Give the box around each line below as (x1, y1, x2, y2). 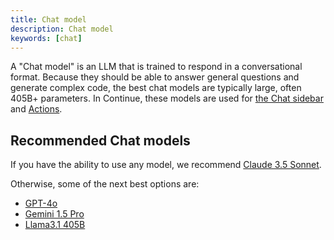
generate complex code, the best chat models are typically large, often (10, 82, 302, 94)
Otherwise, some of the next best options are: (10, 178, 200, 190)
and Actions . (10, 103, 63, 115)
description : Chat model (10, 24, 114, 34)
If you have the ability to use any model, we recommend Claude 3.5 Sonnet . (10, 159, 322, 171)
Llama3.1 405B (24, 219, 86, 231)
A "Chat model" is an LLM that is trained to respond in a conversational (10, 61, 303, 73)
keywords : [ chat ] (10, 33, 83, 43)
